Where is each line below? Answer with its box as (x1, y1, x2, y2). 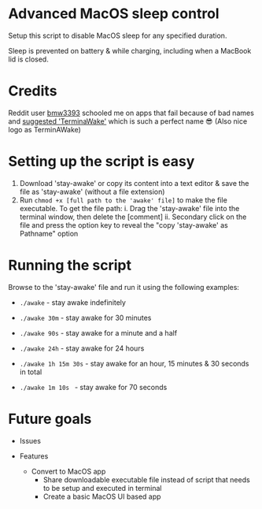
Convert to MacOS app (31, 466, 106, 476)
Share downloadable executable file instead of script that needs (42, 474, 250, 485)
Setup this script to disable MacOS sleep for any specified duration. (8, 31, 227, 40)
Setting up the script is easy (8, 153, 195, 170)
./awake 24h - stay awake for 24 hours (19, 344, 145, 353)
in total (19, 367, 42, 377)
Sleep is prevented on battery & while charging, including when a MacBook (8, 46, 252, 55)
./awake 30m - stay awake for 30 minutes (19, 313, 152, 322)
